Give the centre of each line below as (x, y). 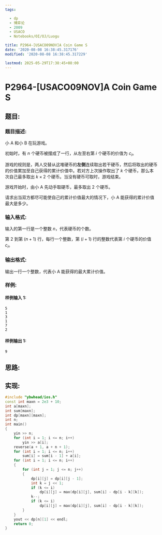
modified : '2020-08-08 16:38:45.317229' (46, 54)
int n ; (12, 420)
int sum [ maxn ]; (20, 411)
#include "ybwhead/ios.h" (31, 397)
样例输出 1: (16, 341)
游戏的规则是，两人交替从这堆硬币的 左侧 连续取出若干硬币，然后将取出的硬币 (81, 165)
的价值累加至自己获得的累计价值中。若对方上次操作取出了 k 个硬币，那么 (77, 171)
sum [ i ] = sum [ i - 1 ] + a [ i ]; (52, 456)
